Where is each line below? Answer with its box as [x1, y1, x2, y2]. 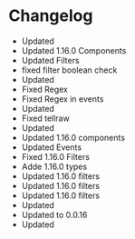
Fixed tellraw [21, 113, 70, 124]
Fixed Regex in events [21, 93, 104, 105]
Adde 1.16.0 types [21, 161, 88, 172]
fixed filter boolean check [21, 65, 118, 75]
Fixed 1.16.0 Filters [21, 151, 90, 162]
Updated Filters [21, 55, 80, 65]
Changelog [8, 5, 93, 26]
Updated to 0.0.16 [21, 209, 88, 220]
